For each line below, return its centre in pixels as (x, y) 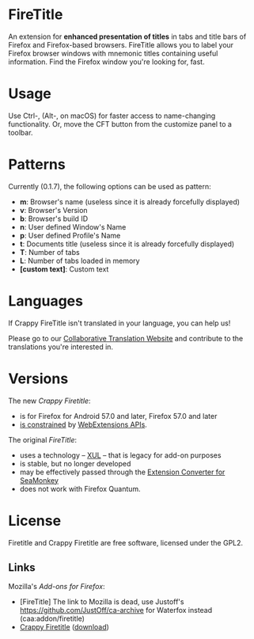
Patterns (37, 165)
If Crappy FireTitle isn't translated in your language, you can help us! (119, 323)
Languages (45, 301)
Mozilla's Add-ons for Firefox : (57, 587)
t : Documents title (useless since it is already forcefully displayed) (127, 244)
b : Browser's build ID (54, 219)
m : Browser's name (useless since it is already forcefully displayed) (129, 202)
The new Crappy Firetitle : (49, 401)
